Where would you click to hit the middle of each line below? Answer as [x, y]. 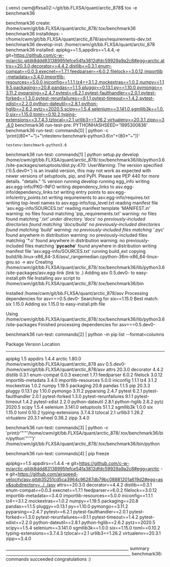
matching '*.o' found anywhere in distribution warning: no [65, 241]
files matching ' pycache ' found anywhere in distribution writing [91, 246]
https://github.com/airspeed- [48, 474]
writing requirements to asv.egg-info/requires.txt [99, 198]
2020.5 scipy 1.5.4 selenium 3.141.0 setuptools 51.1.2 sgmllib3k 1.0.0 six [79, 407]
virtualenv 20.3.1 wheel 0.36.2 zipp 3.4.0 [48, 418]
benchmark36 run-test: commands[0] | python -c [57, 130]
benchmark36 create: [28, 23]
